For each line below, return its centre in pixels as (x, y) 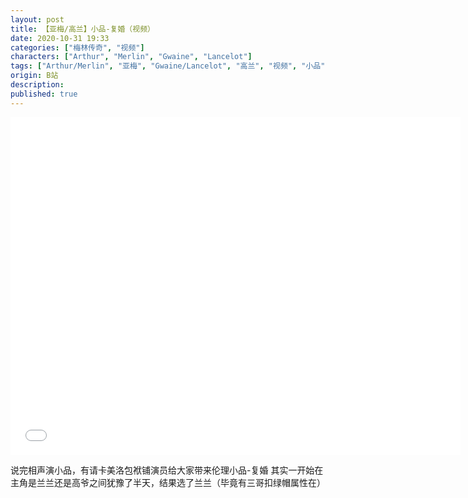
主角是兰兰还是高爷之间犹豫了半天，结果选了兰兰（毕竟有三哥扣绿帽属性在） (168, 482)
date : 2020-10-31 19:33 (60, 38)
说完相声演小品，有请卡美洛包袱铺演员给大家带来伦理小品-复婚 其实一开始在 (167, 470)
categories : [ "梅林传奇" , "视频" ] (77, 47)
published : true (44, 94)
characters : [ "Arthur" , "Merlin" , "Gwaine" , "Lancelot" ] (131, 57)
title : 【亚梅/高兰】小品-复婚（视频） (82, 29)
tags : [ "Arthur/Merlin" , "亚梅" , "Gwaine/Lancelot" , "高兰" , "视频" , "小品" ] (170, 66)
